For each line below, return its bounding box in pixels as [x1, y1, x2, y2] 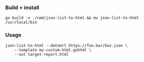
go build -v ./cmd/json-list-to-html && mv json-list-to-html [5, 16, 139, 21]
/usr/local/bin [5, 20, 37, 25]
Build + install [5, 4, 39, 11]
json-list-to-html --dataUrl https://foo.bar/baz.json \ [5, 43, 128, 48]
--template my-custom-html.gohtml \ [14, 47, 92, 52]
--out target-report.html [14, 52, 69, 57]
